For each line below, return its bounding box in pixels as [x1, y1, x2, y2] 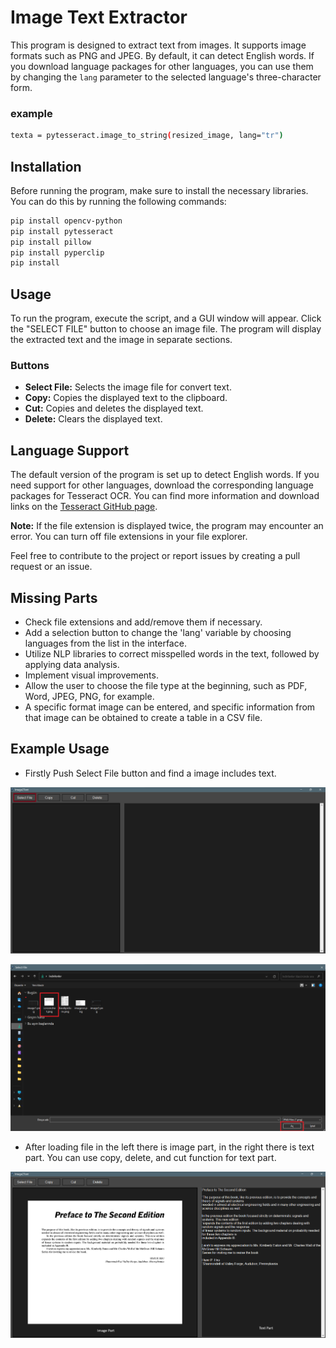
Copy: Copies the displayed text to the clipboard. [24, 392, 228, 404]
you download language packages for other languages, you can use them [10, 60, 314, 72]
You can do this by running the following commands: [10, 195, 227, 207]
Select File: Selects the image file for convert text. [24, 381, 232, 393]
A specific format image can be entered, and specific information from [24, 701, 316, 713]
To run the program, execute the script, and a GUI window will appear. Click [10, 312, 322, 325]
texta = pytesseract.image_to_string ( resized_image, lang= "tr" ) [10, 131, 284, 141]
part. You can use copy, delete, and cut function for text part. [24, 1151, 277, 1163]
